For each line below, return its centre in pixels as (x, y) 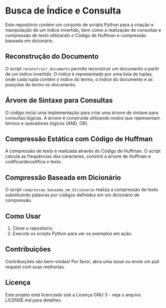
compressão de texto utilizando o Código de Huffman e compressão (76, 35)
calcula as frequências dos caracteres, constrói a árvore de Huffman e (78, 156)
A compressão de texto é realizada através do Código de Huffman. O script (83, 151)
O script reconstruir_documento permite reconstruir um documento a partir (82, 68)
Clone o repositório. (33, 228)
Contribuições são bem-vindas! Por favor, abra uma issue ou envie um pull (82, 261)
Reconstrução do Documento (52, 57)
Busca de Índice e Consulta (63, 11)
